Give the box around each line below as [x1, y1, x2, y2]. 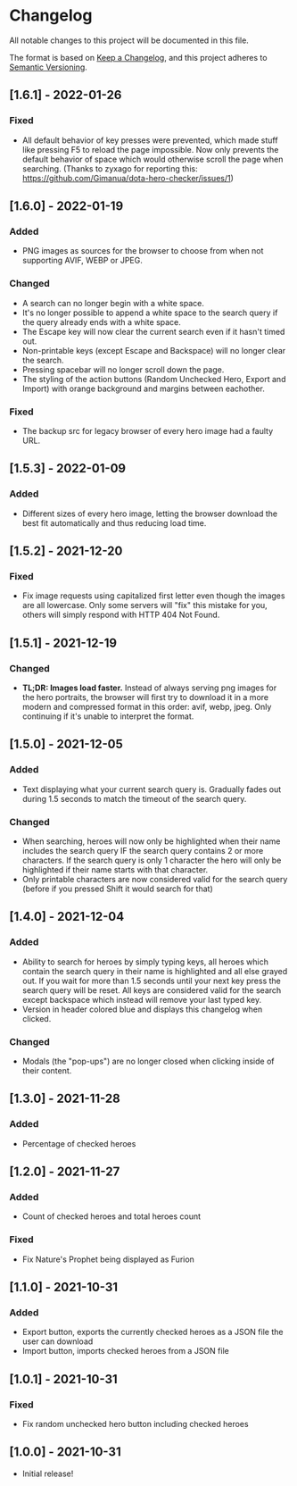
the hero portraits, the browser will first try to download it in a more [21, 691, 269, 702]
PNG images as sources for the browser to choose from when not [21, 246, 264, 256]
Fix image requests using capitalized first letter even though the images [21, 590, 285, 601]
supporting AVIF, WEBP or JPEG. [21, 255, 143, 266]
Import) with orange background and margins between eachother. [21, 383, 265, 394]
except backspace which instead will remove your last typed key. [21, 994, 262, 1005]
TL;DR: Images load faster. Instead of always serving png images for [21, 682, 277, 693]
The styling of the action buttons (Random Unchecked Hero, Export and [21, 373, 286, 384]
